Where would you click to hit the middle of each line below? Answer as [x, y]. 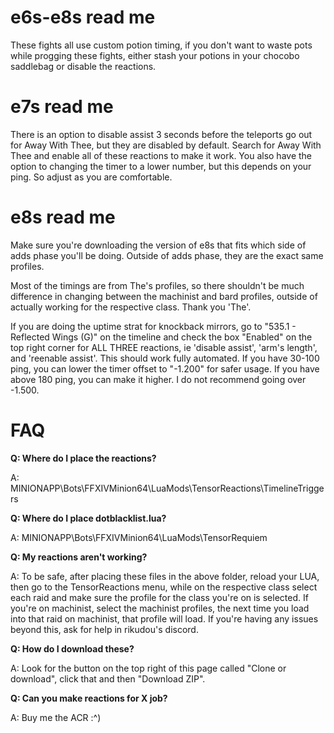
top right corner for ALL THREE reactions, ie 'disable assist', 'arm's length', [164, 347]
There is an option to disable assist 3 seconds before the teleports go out [161, 134]
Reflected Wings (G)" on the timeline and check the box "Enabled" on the [161, 337]
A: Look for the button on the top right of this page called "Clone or [148, 668]
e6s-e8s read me [83, 17]
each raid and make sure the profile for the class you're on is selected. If [159, 597]
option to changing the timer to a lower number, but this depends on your [161, 166]
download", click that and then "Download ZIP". [108, 678]
